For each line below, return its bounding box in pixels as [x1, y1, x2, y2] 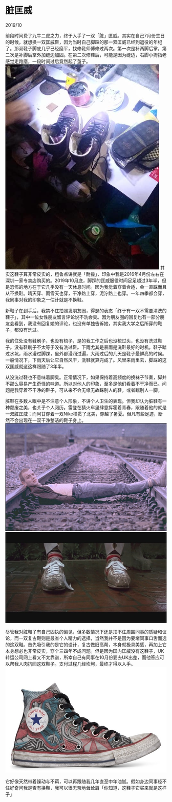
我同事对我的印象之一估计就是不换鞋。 [5, 296, 86, 303]
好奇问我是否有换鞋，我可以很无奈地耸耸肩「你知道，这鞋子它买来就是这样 [9, 785, 167, 791]
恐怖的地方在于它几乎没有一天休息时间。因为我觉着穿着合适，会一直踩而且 [9, 284, 167, 290]
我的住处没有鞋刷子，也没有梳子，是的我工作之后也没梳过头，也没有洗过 [5, 337, 158, 344]
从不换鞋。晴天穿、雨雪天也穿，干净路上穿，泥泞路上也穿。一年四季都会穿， [5, 290, 167, 296]
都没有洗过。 [14, 327, 41, 333]
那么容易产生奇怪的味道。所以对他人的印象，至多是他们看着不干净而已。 [9, 380, 162, 387]
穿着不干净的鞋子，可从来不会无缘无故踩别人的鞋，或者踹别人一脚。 [18, 387, 162, 393]
